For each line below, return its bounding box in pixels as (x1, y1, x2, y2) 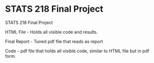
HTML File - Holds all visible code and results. (5, 29, 98, 35)
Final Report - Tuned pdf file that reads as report (5, 38, 103, 44)
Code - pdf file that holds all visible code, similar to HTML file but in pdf (5, 48, 150, 54)
